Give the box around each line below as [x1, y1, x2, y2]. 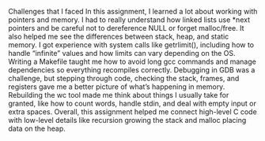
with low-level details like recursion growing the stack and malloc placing [8, 116, 247, 124]
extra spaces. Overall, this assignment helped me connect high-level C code [8, 107, 257, 117]
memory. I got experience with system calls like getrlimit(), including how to [8, 40, 255, 50]
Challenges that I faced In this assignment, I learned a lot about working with [8, 7, 258, 16]
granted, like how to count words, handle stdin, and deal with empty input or [8, 98, 257, 108]
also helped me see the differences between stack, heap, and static [8, 32, 229, 41]
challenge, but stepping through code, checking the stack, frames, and [8, 74, 240, 83]
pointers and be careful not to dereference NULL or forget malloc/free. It [8, 24, 244, 32]
